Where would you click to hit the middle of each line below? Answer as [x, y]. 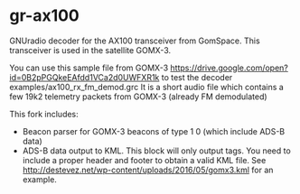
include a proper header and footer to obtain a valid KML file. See [144, 160]
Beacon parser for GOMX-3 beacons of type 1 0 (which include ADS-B [154, 131]
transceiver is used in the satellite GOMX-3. [90, 50]
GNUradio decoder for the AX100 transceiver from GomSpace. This [135, 41]
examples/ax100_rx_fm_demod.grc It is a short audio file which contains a [147, 87]
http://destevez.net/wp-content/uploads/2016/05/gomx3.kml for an [148, 170]
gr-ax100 [44, 16]
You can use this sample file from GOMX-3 [89, 68]
